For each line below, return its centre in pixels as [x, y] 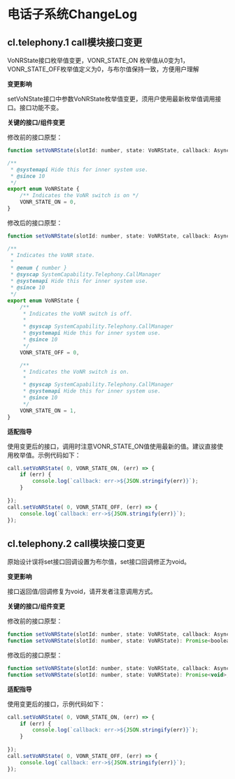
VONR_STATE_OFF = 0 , [50, 352]
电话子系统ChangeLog [72, 14]
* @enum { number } [39, 268]
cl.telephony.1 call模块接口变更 [75, 42]
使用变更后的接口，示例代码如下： [56, 704]
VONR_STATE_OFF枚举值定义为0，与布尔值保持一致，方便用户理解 [103, 69]
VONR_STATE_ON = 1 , [48, 410]
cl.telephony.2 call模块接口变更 [76, 543]
